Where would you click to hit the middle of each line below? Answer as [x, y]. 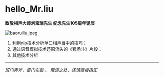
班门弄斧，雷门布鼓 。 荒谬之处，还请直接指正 [51, 70]
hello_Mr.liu [29, 9]
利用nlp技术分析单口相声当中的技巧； [50, 43]
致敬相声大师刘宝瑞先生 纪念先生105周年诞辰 [50, 23]
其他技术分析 [25, 55]
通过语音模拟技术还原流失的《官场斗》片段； [57, 49]
